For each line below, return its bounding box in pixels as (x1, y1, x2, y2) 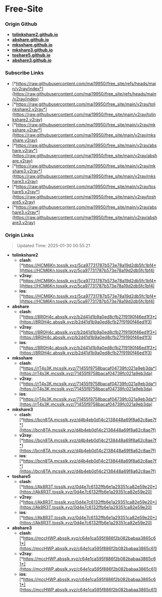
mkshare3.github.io (12, 47, 53, 53)
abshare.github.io (12, 37, 49, 43)
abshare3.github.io (12, 57, 52, 63)
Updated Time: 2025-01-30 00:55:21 (16, 243, 90, 249)
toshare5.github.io (12, 52, 51, 58)
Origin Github (5, 21, 38, 28)
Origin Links (5, 232, 34, 238)
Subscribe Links (5, 69, 44, 76)
